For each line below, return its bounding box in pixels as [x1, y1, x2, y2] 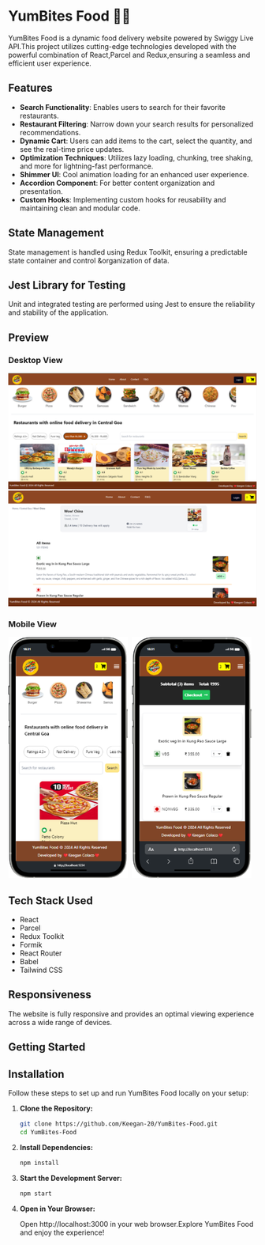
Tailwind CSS [19, 965, 63, 974]
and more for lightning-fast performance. [19, 161, 154, 171]
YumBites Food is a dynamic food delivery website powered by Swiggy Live [8, 33, 254, 43]
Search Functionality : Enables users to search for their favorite [19, 102, 226, 112]
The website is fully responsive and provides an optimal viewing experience [8, 1008, 255, 1019]
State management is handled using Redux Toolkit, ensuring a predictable [8, 247, 248, 256]
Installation [8, 1067, 65, 1080]
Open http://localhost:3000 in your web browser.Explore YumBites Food [19, 1219, 254, 1228]
